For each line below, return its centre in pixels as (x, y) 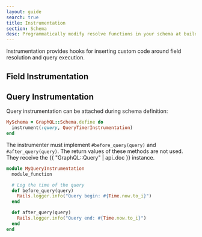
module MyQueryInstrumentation (45, 169)
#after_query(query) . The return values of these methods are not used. (95, 151)
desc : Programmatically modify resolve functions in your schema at (94, 34)
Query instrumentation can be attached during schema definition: (87, 111)
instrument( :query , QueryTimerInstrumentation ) (72, 128)
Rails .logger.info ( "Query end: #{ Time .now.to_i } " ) (82, 218)
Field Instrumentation (47, 76)
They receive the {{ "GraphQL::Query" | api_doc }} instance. (81, 157)
